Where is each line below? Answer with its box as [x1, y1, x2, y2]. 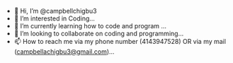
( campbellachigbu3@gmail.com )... [13, 47, 115, 56]
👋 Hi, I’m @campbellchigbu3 [13, 7, 97, 15]
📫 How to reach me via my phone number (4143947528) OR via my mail [13, 38, 227, 45]
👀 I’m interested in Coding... [13, 14, 96, 23]
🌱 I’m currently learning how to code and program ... [13, 22, 167, 30]
